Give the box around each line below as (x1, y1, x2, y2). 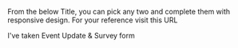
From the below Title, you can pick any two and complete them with (7, 7, 231, 16)
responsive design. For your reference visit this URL (7, 15, 178, 25)
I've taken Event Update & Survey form (7, 31, 135, 40)
